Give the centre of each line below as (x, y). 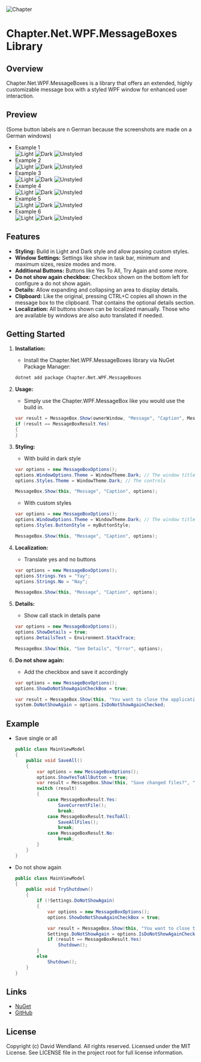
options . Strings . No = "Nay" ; (51, 581)
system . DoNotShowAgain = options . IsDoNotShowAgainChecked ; (90, 705)
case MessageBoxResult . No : (81, 833)
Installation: (30, 349)
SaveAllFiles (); (78, 822)
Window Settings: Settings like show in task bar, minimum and (92, 258)
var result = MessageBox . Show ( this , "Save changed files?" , (113, 783)
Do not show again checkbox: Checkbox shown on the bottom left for (102, 276)
